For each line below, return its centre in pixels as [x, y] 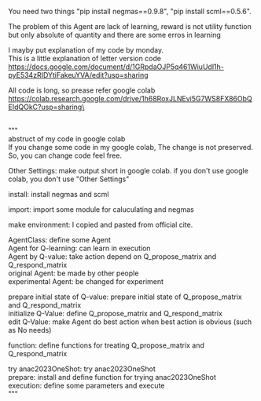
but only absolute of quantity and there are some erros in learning [115, 35]
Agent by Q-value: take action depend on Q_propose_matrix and [112, 257]
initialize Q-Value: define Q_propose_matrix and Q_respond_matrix [115, 314]
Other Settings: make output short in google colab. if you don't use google [129, 171]
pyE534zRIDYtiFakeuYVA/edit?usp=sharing [78, 75]
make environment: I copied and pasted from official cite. [101, 224]
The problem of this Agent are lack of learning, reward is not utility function [130, 26]
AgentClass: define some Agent [60, 240]
